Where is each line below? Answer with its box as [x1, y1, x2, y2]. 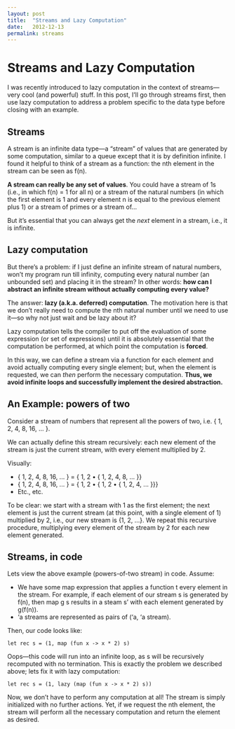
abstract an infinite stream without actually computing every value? [7, 285, 209, 293]
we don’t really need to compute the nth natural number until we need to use [7, 306, 229, 314]
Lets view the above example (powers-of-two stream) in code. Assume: [7, 569, 215, 578]
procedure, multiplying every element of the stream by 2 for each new [7, 523, 210, 531]
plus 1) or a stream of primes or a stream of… [7, 203, 137, 211]
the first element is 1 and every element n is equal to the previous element [7, 196, 221, 203]
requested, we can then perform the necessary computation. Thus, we [7, 370, 213, 379]
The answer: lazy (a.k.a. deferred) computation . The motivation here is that [7, 299, 228, 307]
